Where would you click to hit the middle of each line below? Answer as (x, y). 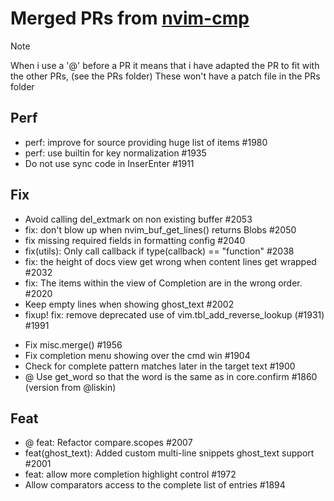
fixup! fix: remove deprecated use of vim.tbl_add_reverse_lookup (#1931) (174, 314)
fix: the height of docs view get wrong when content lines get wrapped (170, 261)
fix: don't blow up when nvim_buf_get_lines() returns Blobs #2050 (160, 229)
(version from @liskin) (70, 387)
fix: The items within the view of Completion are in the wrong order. (163, 283)
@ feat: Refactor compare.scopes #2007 (108, 443)
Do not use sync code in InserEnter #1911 (109, 163)
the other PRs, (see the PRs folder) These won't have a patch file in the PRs (165, 76)
